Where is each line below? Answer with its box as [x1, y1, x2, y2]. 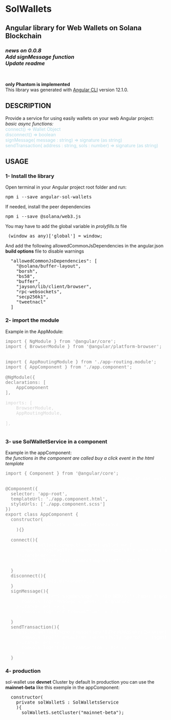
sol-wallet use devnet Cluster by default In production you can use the [5, 679, 155, 685]
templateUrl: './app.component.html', [10, 496, 109, 502]
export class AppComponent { [5, 511, 78, 517]
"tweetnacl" [16, 299, 46, 305]
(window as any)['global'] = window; [8, 233, 103, 239]
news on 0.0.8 [5, 47, 42, 54]
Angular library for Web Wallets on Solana [5, 24, 142, 32]
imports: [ [5, 400, 33, 405]
